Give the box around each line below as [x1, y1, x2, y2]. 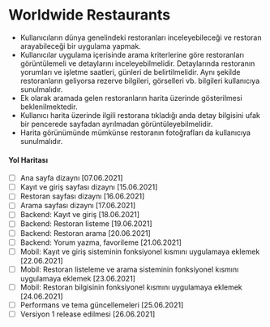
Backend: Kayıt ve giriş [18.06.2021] [19, 210, 140, 220]
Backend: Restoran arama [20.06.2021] [19, 228, 152, 238]
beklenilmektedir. [19, 102, 78, 111]
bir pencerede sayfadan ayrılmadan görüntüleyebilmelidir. [19, 119, 213, 129]
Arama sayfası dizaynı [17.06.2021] [19, 201, 136, 211]
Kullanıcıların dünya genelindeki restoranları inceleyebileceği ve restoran [19, 33, 262, 42]
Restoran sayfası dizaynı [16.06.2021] [19, 191, 145, 201]
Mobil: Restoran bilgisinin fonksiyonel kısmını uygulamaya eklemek [19, 282, 243, 292]
